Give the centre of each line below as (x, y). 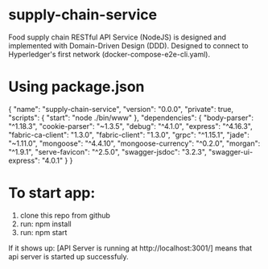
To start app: (52, 193)
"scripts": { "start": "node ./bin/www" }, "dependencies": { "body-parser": (131, 118)
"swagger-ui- (231, 151)
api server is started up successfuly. (68, 256)
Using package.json (76, 87)
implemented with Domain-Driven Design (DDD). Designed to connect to (128, 45)
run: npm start (43, 232)
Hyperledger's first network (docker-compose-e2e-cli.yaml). (109, 54)
